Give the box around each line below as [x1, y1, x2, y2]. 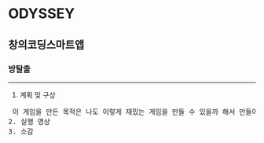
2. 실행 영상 [8, 117, 51, 126]
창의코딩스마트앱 [8, 38, 85, 51]
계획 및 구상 [19, 90, 57, 99]
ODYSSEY [8, 5, 75, 23]
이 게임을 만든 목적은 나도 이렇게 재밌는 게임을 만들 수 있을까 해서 [12, 107, 236, 116]
